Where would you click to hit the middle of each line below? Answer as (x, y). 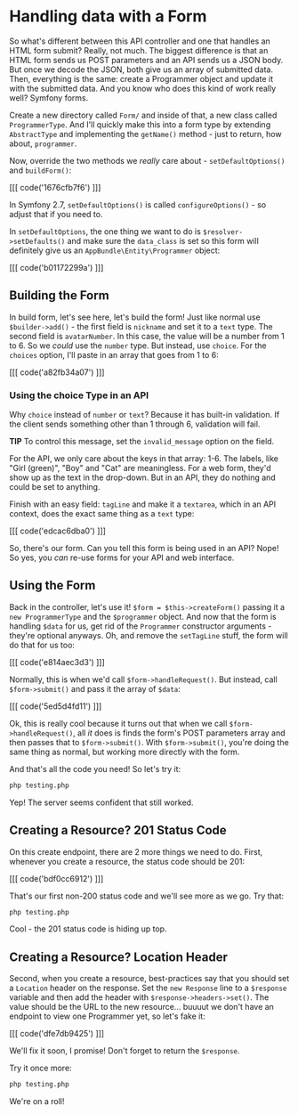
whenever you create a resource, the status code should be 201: (127, 861)
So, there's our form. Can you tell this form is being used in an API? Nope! (144, 549)
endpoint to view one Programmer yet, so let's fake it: (108, 1016)
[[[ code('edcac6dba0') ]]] (58, 531)
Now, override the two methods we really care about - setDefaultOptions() (147, 160)
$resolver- (223, 232)
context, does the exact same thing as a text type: (102, 514)
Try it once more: (41, 1068)
